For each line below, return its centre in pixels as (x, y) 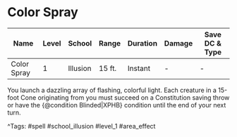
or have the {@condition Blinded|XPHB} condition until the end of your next (117, 105)
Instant (139, 68)
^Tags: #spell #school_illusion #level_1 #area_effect (81, 126)
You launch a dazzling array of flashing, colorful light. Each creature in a (112, 90)
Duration (142, 43)
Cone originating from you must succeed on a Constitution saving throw (125, 97)
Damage (178, 43)
